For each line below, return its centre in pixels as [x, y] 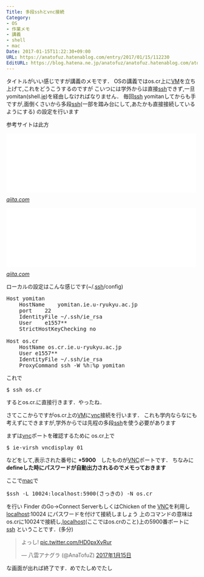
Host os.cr [22, 341]
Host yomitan [26, 298]
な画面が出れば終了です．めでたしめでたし [59, 568]
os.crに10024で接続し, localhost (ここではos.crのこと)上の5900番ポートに [98, 522]
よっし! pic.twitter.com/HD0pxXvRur [66, 542]
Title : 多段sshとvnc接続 [36, 12]
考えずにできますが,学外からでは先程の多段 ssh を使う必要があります [91, 422]
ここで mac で [22, 480]
